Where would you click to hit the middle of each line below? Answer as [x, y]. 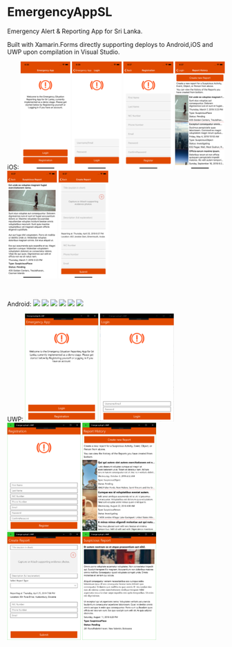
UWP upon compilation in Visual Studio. [64, 52]
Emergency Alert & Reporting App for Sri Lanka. [75, 31]
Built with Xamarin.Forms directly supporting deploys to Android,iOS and [110, 44]
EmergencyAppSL [60, 12]
